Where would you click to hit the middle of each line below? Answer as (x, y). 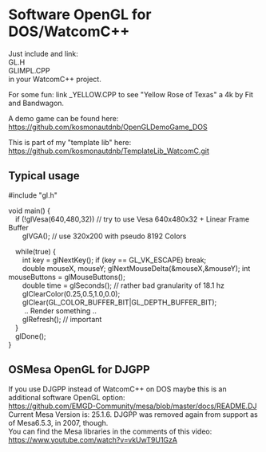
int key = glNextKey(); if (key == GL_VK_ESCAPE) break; (115, 260)
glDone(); (31, 336)
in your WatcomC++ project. (55, 79)
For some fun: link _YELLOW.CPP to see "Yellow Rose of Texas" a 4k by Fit (131, 94)
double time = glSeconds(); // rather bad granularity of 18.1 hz (124, 285)
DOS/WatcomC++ (69, 31)
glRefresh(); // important (62, 319)
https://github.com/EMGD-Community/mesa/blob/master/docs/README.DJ (133, 406)
